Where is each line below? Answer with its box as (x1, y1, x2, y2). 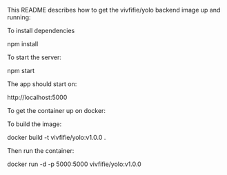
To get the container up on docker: (7, 107, 106, 114)
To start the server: (7, 53, 62, 61)
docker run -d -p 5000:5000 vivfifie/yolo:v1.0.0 (7, 160, 141, 168)
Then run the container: (7, 147, 75, 154)
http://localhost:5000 (7, 93, 68, 101)
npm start (7, 67, 35, 74)
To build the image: (7, 120, 62, 128)
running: (7, 13, 31, 21)
